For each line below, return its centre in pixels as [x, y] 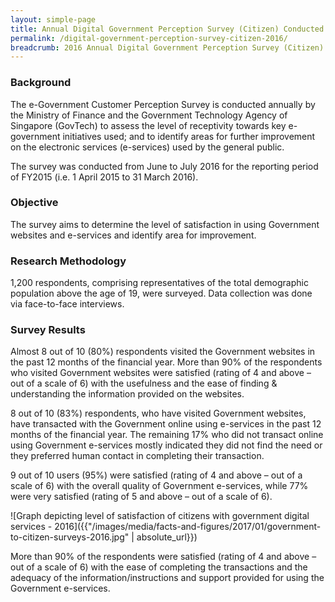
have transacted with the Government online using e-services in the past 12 [166, 424]
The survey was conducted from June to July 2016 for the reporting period [164, 166]
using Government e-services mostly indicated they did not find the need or [166, 445]
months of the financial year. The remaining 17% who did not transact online [167, 435]
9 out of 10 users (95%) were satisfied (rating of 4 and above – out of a [156, 475]
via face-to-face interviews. [67, 304]
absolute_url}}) [167, 537]
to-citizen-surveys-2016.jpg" [70, 537]
